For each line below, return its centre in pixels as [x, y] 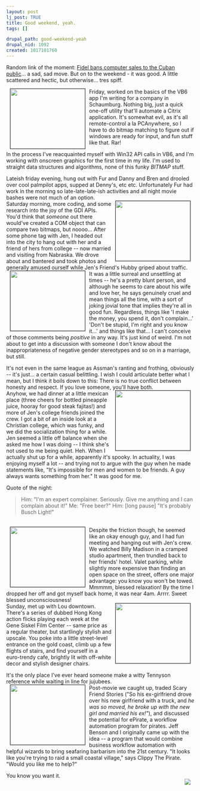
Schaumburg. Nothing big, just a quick [136, 104]
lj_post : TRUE [24, 17]
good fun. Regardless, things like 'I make [139, 312]
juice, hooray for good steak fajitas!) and [56, 406]
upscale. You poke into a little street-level [57, 638]
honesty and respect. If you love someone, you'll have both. [80, 387]
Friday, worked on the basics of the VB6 [139, 92]
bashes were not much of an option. [51, 197]
